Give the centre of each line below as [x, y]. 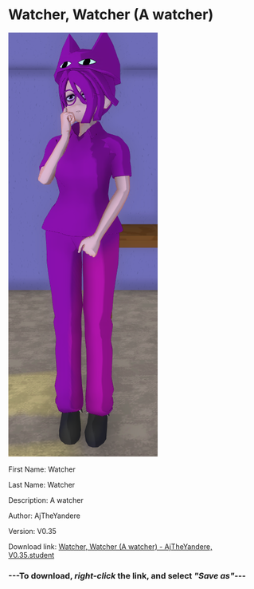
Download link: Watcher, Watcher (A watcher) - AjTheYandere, [110, 546]
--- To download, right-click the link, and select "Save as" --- [127, 575]
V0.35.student [31, 555]
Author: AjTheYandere [45, 516]
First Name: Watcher [42, 469]
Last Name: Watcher [42, 484]
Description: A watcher [46, 500]
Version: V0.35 [33, 531]
